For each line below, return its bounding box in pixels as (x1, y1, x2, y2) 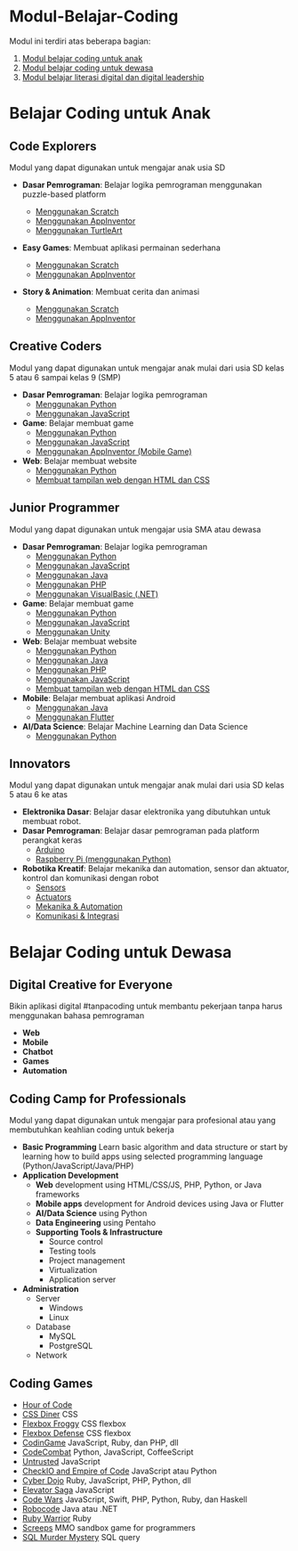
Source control (48, 1237, 104, 1247)
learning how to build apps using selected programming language (21, 1151, 263, 1162)
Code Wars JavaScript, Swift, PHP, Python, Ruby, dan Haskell (21, 1494, 247, 1505)
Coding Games (9, 1375, 93, 1391)
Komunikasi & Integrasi (35, 910, 120, 921)
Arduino (35, 845, 65, 855)
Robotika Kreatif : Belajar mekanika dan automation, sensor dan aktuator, (21, 863, 290, 874)
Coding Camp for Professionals (9, 1091, 187, 1106)
